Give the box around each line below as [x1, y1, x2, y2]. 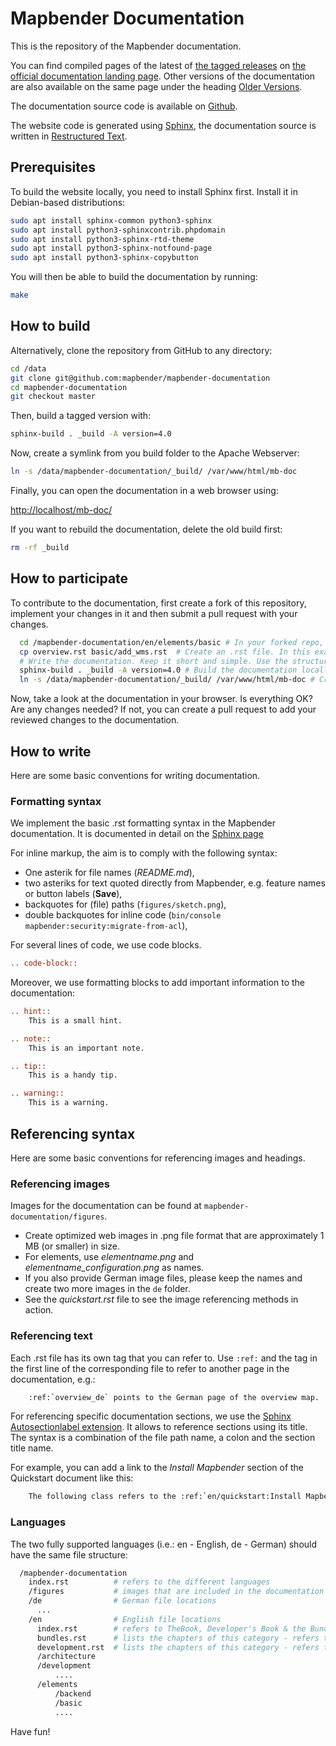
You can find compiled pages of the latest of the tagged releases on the [10, 59, 307, 71]
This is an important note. [28, 1043, 145, 1053]
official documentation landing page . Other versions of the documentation [10, 70, 316, 82]
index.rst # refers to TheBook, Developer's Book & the [36, 1623, 307, 1634]
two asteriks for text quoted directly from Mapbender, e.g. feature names [24, 877, 326, 889]
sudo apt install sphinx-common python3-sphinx [10, 215, 213, 226]
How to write [10, 743, 92, 760]
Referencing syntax [10, 1125, 136, 1142]
